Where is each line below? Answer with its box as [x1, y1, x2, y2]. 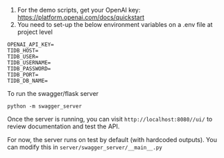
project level [17, 28, 53, 36]
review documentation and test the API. [7, 122, 120, 130]
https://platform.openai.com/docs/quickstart [17, 13, 145, 21]
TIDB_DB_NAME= [7, 77, 49, 84]
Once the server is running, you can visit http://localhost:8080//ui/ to [7, 115, 213, 123]
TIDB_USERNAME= [7, 59, 51, 66]
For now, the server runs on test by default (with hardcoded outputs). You [7, 136, 217, 144]
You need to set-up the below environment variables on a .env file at [17, 21, 213, 28]
